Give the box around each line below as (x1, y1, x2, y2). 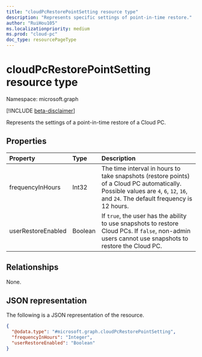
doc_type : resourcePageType (6, 37, 77, 43)
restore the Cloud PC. (101, 241, 162, 250)
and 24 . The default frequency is (101, 194, 192, 202)
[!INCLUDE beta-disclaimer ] (6, 107, 75, 114)
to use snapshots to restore (101, 219, 179, 228)
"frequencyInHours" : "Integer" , (11, 335, 93, 341)
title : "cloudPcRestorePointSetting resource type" (6, 8, 138, 15)
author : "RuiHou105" (6, 20, 58, 26)
